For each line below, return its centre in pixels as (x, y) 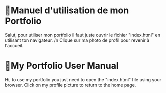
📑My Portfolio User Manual (62, 66)
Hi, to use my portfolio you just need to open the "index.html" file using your (83, 79)
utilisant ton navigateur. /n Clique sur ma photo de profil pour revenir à (77, 40)
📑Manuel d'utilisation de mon (67, 10)
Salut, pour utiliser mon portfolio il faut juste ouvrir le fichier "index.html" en (83, 35)
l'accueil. (14, 45)
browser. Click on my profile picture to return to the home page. (70, 85)
